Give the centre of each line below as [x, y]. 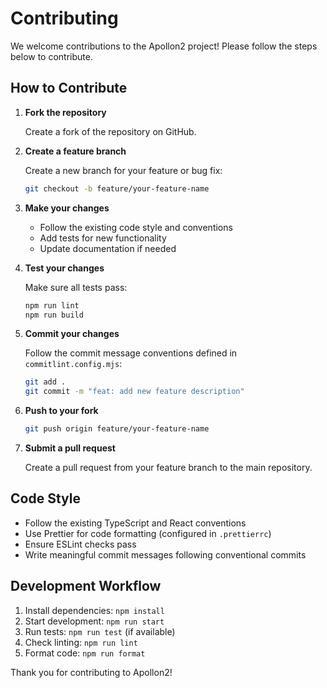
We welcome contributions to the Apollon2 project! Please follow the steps [164, 46]
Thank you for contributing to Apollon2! [91, 672]
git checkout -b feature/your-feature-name [117, 188]
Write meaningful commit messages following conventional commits [165, 554]
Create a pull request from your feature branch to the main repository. [168, 467]
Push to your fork [61, 411]
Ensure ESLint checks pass [80, 544]
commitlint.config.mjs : [73, 364]
